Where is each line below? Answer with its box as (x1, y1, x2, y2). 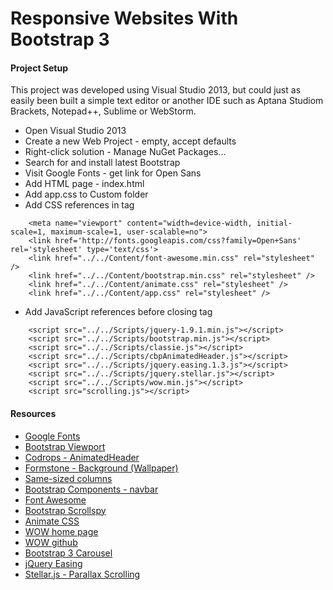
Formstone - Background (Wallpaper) (24, 462, 179, 474)
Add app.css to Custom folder (24, 188, 149, 201)
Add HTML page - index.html (24, 178, 145, 190)
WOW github (24, 536, 78, 548)
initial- (256, 218, 293, 229)
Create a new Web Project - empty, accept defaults (24, 135, 237, 147)
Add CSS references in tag (24, 199, 135, 211)
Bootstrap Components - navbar (24, 483, 159, 495)
